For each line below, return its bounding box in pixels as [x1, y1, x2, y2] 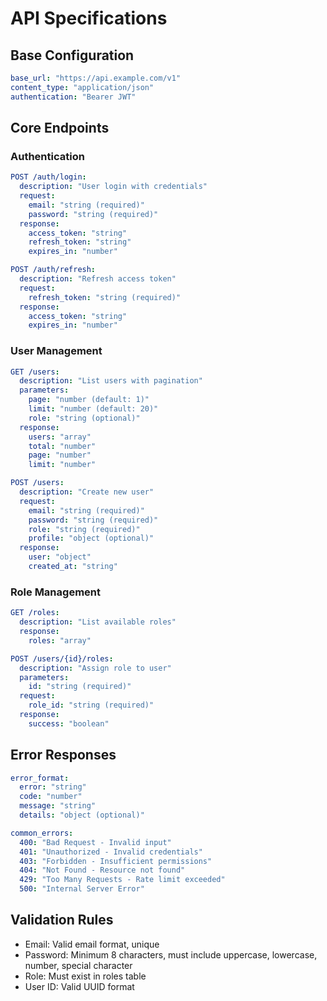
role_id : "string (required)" [28, 700, 155, 711]
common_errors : [10, 828, 74, 838]
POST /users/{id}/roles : [10, 653, 114, 664]
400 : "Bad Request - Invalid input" [19, 837, 172, 847]
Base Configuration [10, 47, 135, 64]
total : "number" [28, 441, 97, 451]
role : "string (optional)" [28, 413, 141, 423]
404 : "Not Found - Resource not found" [19, 865, 186, 876]
